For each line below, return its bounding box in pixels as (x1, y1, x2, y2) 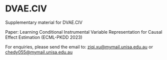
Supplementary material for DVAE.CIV (5, 19, 83, 25)
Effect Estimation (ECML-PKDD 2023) (5, 34, 82, 40)
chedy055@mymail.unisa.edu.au (5, 49, 73, 55)
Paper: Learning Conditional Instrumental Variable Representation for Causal (5, 29, 162, 35)
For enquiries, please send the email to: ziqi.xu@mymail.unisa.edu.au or (5, 44, 153, 50)
